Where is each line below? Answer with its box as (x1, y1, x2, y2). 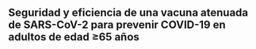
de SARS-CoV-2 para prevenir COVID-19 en (8, 19, 226, 32)
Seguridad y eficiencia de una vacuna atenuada (8, 6, 249, 19)
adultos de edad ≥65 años (8, 30, 140, 44)
